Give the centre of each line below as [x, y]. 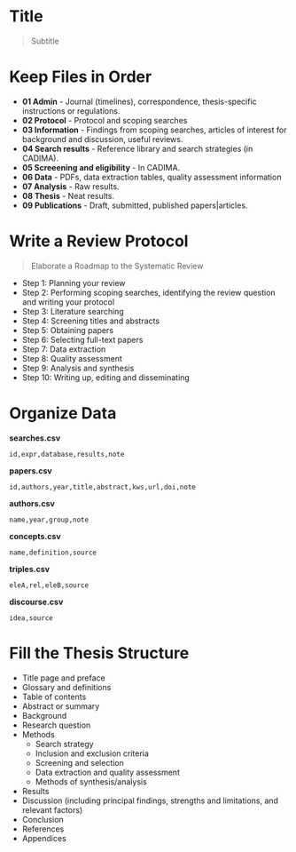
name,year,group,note [49, 520]
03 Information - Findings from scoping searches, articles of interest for [154, 130]
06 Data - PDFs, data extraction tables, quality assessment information [152, 177]
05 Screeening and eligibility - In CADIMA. [101, 167]
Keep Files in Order [81, 77]
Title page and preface [63, 678]
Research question [56, 725]
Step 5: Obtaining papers [67, 330]
